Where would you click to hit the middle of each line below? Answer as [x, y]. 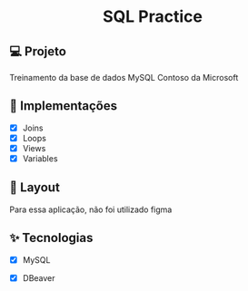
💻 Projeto [38, 51]
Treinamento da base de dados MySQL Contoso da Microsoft [124, 78]
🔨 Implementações [64, 106]
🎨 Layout [35, 188]
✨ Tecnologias [51, 238]
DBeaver [39, 277]
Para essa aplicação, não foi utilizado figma [91, 209]
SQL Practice [153, 17]
